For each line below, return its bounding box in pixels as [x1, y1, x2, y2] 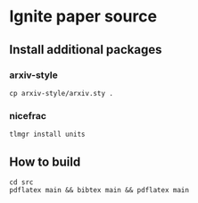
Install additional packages [9, 42, 162, 57]
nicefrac [9, 109, 47, 122]
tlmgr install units [9, 130, 87, 140]
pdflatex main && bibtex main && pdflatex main [9, 185, 190, 194]
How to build [9, 154, 81, 169]
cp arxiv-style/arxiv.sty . [9, 89, 114, 97]
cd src [9, 177, 34, 187]
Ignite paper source [9, 6, 158, 27]
